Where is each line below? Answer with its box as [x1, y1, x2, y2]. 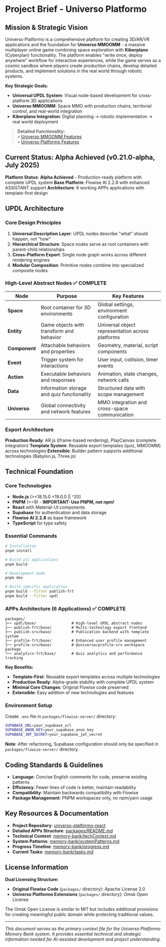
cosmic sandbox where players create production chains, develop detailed [5, 63, 157, 68]
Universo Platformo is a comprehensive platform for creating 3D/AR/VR [5, 36, 150, 42]
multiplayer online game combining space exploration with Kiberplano [5, 47, 148, 53]
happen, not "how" [12, 236, 51, 241]
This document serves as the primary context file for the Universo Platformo [5, 926, 161, 932]
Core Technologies [5, 482, 52, 489]
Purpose [56, 293, 78, 299]
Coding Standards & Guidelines [5, 761, 103, 769]
